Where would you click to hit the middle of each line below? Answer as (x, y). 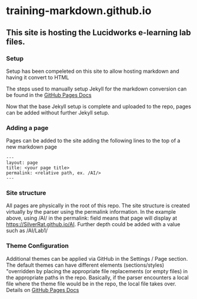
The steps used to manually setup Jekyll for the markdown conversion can (96, 89)
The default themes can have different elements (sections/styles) (85, 265)
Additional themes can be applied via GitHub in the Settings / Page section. (97, 258)
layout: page (22, 163)
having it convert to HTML (38, 77)
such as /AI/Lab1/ (27, 231)
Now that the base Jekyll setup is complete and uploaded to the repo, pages (98, 106)
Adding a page (27, 127)
